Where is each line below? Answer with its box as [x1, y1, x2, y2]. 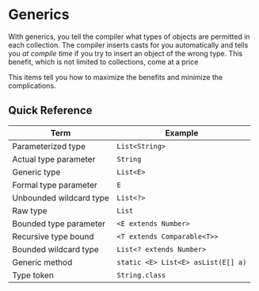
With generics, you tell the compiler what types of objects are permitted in [8, 32, 251, 41]
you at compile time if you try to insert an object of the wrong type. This [8, 48, 243, 58]
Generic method [12, 256, 73, 267]
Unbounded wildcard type [12, 192, 109, 203]
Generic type [12, 167, 61, 178]
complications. [8, 81, 57, 90]
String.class [116, 270, 166, 279]
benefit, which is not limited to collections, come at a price [8, 57, 199, 67]
